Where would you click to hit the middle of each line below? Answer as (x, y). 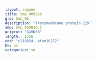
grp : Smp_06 (17, 18)
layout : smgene (20, 9)
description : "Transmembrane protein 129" (48, 23)
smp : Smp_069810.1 (23, 28)
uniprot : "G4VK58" (23, 32)
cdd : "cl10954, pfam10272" (32, 41)
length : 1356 (19, 37)
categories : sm (20, 50)
